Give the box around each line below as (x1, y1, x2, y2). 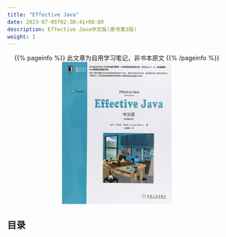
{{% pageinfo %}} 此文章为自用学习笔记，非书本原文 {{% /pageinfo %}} (14, 54, 220, 62)
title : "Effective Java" (7, 11, 79, 18)
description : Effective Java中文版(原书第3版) (7, 26, 138, 33)
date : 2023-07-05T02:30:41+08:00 (7, 18, 104, 26)
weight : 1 (7, 33, 36, 40)
